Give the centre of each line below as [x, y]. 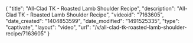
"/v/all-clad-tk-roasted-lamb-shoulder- [140, 27]
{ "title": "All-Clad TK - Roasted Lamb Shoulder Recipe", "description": [91, 9]
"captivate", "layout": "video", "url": [48, 27]
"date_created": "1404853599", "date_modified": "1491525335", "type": [93, 21]
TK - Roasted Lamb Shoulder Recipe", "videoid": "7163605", [91, 15]
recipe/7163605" [26, 34]
